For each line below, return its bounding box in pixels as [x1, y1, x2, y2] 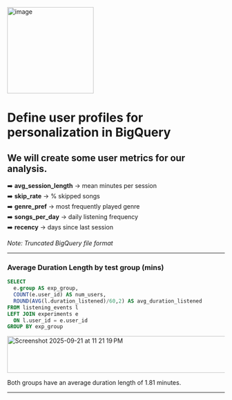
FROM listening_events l [7, 304, 79, 311]
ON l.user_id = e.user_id [13, 317, 88, 324]
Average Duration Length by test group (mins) [7, 263, 164, 272]
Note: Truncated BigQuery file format [7, 239, 113, 247]
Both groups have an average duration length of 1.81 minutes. [7, 379, 182, 387]
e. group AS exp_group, [13, 285, 79, 292]
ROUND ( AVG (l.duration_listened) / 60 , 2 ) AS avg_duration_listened [13, 297, 202, 305]
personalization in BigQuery [7, 124, 171, 140]
